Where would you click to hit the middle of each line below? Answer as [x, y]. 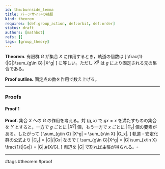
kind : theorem [20, 19]
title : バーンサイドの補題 [29, 14]
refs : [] [14, 37]
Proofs [13, 97]
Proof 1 [12, 108]
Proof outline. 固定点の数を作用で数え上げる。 [52, 79]
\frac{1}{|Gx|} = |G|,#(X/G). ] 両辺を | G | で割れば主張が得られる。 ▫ [72, 147]
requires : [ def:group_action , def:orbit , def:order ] [60, 23]
